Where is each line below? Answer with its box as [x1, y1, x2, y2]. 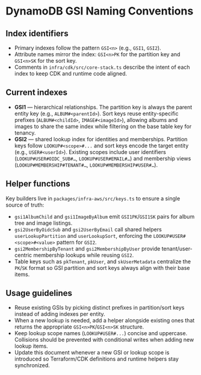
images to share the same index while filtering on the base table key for [14, 123, 192, 130]
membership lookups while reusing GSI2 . [33, 251, 134, 258]
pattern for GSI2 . [56, 239, 97, 246]
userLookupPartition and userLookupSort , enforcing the [14, 232, 152, 239]
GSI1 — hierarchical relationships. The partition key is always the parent [14, 103, 193, 111]
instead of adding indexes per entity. [14, 310, 106, 318]
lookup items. [14, 342, 49, 350]
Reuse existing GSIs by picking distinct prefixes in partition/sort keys [14, 304, 185, 312]
